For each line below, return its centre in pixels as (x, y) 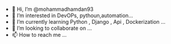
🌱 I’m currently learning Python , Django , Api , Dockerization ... (88, 22)
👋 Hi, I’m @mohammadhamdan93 (52, 9)
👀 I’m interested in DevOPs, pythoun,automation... (72, 15)
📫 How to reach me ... (39, 35)
